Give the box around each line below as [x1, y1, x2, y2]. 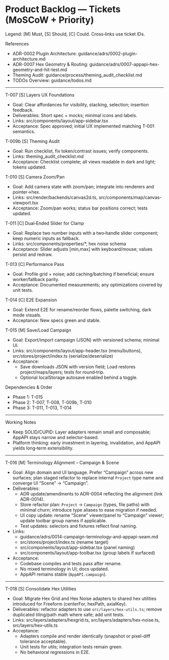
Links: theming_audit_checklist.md [12, 153, 84, 159]
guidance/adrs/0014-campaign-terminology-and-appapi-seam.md [20, 533, 158, 539]
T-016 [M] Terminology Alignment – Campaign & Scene [5, 459, 119, 465]
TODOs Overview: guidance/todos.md [12, 77, 92, 83]
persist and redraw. [12, 251, 53, 257]
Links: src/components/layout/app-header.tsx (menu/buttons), [12, 347, 142, 354]
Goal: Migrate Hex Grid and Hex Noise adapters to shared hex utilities [12, 595, 157, 601]
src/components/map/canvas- [99, 194, 162, 200]
